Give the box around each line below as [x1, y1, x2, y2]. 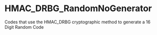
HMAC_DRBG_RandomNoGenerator [4, 3, 152, 14]
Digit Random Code [4, 24, 44, 30]
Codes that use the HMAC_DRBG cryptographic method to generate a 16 [4, 19, 151, 25]
